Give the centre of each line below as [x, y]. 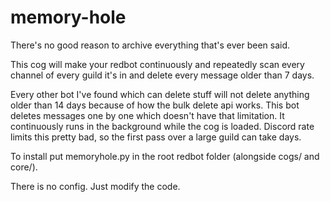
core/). [24, 167]
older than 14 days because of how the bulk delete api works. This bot [155, 105]
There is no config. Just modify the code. [95, 186]
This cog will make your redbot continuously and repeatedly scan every [157, 64]
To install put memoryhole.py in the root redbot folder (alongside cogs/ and [165, 156]
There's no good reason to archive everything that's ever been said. [150, 45]
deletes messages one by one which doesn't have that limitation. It [147, 115]
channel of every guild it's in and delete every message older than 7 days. [162, 75]
